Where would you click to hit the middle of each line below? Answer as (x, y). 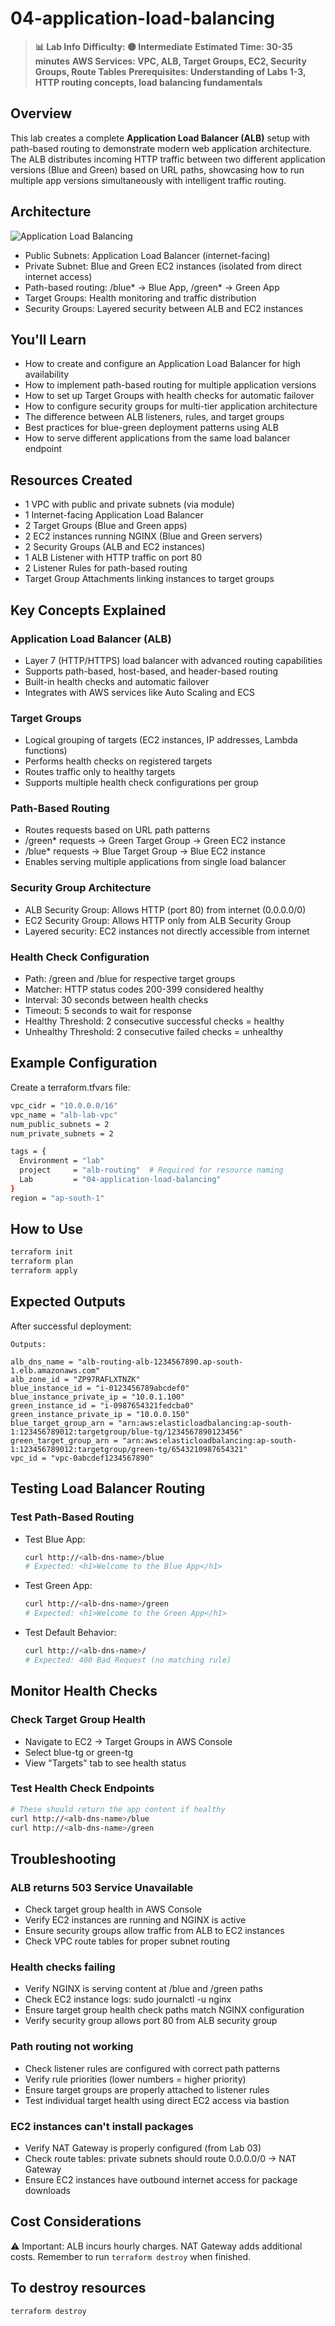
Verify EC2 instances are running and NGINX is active (135, 1920)
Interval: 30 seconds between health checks (116, 1000)
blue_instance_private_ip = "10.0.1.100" (98, 1397)
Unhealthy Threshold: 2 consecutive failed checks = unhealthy (154, 1032)
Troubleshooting (63, 1858)
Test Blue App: (55, 1539)
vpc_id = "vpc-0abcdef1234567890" (82, 1458)
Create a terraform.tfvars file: (70, 1087)
